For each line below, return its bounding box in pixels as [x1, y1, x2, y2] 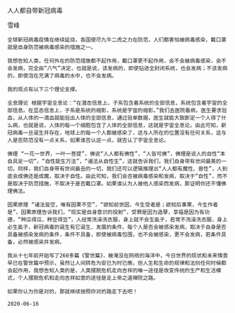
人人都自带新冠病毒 [7, 6, 63, 14]
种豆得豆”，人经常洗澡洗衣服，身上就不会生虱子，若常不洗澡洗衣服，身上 [46, 216, 228, 223]
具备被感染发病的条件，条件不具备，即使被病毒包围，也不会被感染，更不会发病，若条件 [7, 231, 222, 238]
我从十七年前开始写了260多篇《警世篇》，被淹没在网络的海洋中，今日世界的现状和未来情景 [7, 252, 229, 259]
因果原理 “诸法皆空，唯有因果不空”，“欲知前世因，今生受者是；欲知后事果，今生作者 [7, 201, 219, 208]
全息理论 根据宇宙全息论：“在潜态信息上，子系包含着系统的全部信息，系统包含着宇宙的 [7, 100, 222, 107]
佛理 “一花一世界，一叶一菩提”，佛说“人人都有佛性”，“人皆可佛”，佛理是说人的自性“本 [7, 150, 226, 157]
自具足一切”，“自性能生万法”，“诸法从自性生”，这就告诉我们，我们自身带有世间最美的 [7, 158, 222, 165]
